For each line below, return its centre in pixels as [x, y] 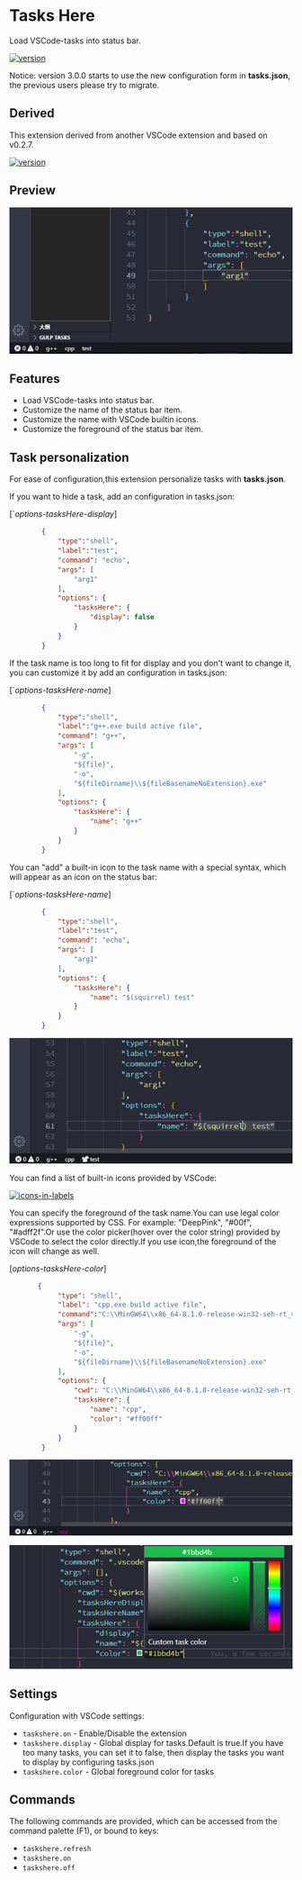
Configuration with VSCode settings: [77, 1715]
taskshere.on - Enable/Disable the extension [104, 1733]
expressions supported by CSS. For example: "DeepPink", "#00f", [131, 1222]
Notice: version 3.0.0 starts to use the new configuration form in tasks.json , [150, 75]
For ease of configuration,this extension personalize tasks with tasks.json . [147, 479]
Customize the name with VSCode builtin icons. [111, 420]
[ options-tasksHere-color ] [58, 1268]
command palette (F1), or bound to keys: [84, 1831]
